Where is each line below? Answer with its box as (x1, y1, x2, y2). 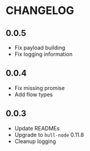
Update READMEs (14, 124, 60, 132)
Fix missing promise (14, 84, 65, 91)
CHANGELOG (5, 4, 74, 18)
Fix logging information (14, 51, 73, 58)
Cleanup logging (14, 138, 56, 145)
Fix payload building (14, 44, 66, 51)
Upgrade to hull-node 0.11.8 (14, 131, 85, 138)
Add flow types (14, 91, 53, 98)
